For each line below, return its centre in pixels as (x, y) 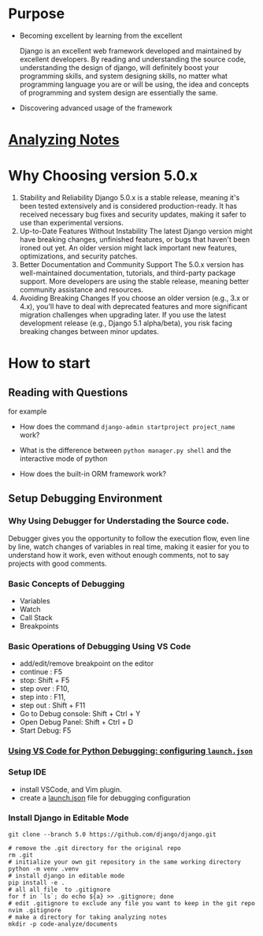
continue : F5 (41, 672)
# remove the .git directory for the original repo (94, 848)
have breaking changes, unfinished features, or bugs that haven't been (135, 240)
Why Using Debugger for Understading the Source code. (119, 521)
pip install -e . (37, 882)
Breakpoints (39, 626)
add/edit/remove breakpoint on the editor (87, 663)
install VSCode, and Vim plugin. (70, 789)
